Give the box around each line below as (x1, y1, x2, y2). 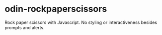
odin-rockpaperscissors (4, 3, 107, 15)
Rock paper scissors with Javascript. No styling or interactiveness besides (4, 19, 158, 25)
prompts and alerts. (4, 24, 45, 30)
